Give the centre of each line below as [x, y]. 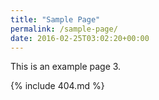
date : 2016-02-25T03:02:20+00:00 [80, 38]
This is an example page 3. [66, 67]
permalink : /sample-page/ [64, 29]
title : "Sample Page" [55, 19]
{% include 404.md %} [57, 86]
